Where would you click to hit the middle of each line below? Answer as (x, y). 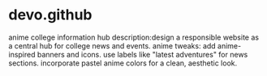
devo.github (50, 15)
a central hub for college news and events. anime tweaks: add (112, 45)
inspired (22, 54)
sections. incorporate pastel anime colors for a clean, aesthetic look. (123, 63)
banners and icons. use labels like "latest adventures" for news (142, 54)
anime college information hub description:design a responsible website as (134, 37)
